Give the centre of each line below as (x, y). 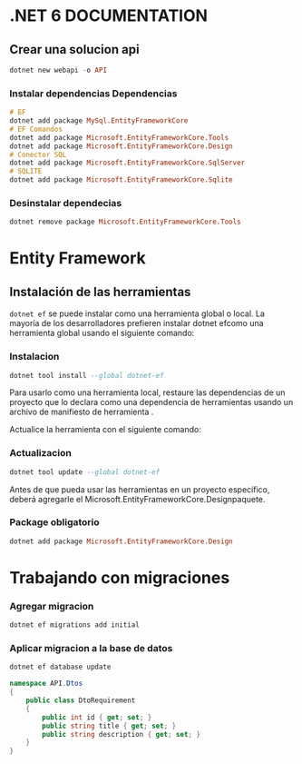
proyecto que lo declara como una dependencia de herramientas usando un (151, 402)
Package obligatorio (54, 522)
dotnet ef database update (60, 667)
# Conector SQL (38, 154)
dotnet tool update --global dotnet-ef (85, 472)
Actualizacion (41, 453)
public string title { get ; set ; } (109, 726)
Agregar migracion (52, 606)
